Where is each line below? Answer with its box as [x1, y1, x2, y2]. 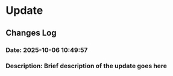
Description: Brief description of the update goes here [5, 62, 167, 70]
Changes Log [5, 28, 57, 38]
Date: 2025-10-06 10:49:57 [5, 46, 88, 54]
